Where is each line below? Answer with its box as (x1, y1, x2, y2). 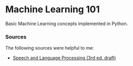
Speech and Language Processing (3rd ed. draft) (12, 55, 116, 61)
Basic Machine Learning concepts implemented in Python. (5, 20, 128, 27)
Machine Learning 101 (5, 4, 100, 15)
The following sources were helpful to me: (5, 45, 94, 51)
